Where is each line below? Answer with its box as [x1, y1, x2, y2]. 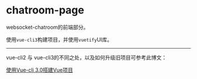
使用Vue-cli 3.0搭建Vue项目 [6, 66, 73, 73]
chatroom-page [6, 4, 84, 17]
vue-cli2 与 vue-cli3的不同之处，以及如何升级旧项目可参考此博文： [6, 54, 167, 61]
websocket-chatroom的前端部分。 [6, 23, 89, 30]
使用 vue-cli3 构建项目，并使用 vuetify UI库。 [6, 36, 113, 43]
